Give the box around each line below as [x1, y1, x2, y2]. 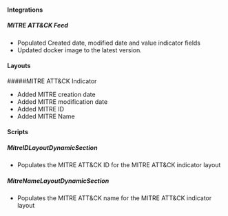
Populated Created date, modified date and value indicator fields [17, 39, 201, 47]
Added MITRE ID [17, 105, 64, 113]
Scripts [7, 128, 29, 136]
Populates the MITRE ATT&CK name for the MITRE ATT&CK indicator [17, 194, 212, 202]
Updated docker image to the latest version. [17, 45, 143, 54]
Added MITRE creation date [17, 90, 96, 98]
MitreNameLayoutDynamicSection [7, 176, 110, 185]
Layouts [7, 62, 31, 70]
